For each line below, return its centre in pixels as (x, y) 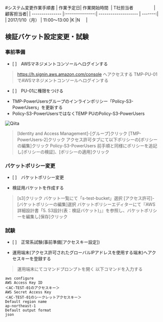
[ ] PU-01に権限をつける (38, 91)
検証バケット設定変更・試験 (47, 37)
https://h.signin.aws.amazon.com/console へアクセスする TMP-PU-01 (87, 74)
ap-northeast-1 (21, 306)
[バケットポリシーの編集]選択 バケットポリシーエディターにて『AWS (86, 204)
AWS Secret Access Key (28, 292)
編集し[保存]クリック (47, 216)
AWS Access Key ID (24, 283)
